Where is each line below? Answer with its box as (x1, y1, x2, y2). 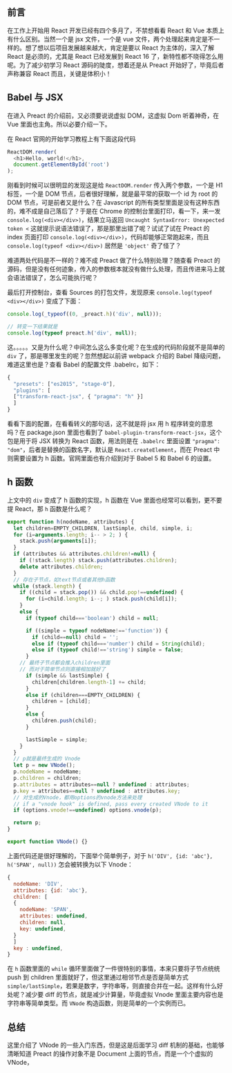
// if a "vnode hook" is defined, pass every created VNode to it (13, 801, 209, 808)
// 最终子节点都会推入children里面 (19, 660, 110, 666)
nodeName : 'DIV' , (13, 880, 64, 887)
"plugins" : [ (13, 386, 51, 394)
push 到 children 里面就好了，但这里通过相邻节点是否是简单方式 (7, 973, 188, 982)
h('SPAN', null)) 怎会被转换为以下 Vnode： (7, 860, 133, 868)
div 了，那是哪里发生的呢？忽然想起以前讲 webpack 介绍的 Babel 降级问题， (7, 351, 224, 360)
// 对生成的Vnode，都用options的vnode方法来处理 (13, 794, 143, 801)
